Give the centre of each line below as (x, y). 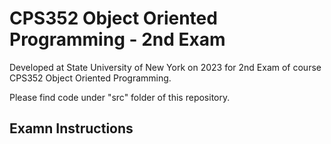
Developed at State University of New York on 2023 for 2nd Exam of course (165, 67)
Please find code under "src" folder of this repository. (120, 97)
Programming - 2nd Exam (117, 39)
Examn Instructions (71, 128)
